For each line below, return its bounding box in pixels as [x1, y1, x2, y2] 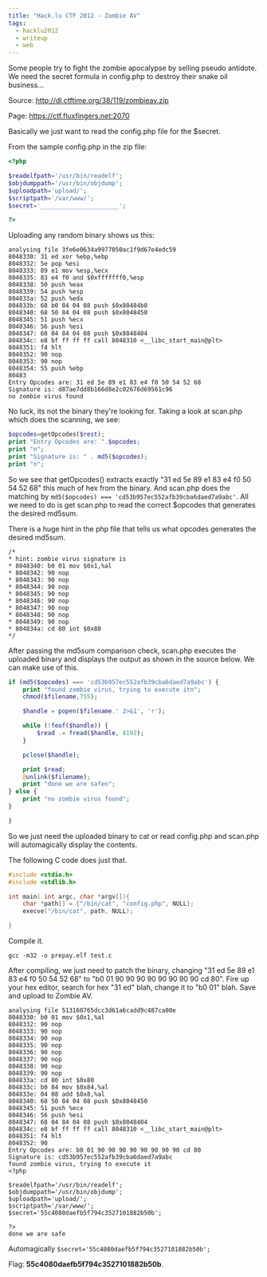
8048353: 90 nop [8, 358, 62, 366]
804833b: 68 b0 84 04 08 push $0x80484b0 [8, 302, 148, 310]
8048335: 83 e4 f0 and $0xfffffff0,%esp [8, 274, 145, 282]
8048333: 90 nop [8, 1027, 62, 1035]
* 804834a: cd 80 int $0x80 [8, 624, 102, 633]
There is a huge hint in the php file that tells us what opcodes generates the [8, 524, 257, 533]
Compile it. [8, 936, 44, 946]
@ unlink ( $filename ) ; [22, 773, 91, 781]
